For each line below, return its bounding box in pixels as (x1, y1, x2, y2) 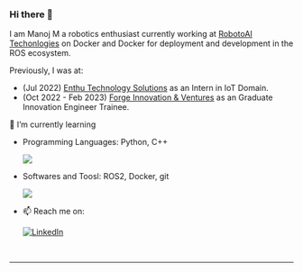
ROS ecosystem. (9, 48, 71, 59)
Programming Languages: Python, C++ (22, 137, 169, 148)
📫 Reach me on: (22, 206, 86, 217)
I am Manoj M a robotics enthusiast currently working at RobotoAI (9, 29, 252, 40)
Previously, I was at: (9, 65, 84, 76)
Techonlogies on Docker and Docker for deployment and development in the (9, 38, 294, 49)
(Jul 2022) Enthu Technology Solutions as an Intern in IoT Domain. (22, 83, 269, 94)
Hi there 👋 (9, 8, 54, 21)
